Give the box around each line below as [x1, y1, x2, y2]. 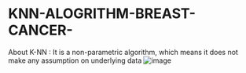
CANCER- [8, 21, 73, 39]
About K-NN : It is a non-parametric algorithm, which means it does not [8, 47, 238, 57]
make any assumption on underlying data [8, 56, 142, 65]
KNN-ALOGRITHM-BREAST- [8, 5, 196, 23]
